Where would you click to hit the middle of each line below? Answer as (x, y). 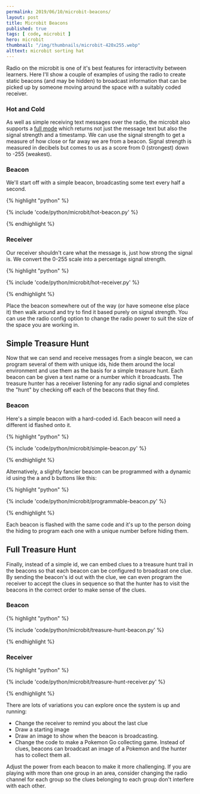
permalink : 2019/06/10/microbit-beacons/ (59, 12)
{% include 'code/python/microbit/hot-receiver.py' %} (73, 282)
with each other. (26, 786)
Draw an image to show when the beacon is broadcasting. (87, 736)
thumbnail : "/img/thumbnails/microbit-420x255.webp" (73, 46)
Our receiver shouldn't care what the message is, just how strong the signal (99, 252)
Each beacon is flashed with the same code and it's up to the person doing (99, 524)
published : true (26, 29)
